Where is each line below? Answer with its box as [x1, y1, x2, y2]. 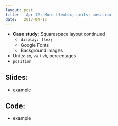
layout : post [5, 7, 33, 13]
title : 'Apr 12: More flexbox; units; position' [5, 12, 114, 17]
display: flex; [20, 37, 53, 43]
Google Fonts [20, 42, 49, 48]
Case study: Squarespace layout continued [12, 31, 105, 37]
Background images [20, 47, 63, 54]
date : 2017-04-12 [5, 17, 47, 22]
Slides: [5, 73, 28, 82]
